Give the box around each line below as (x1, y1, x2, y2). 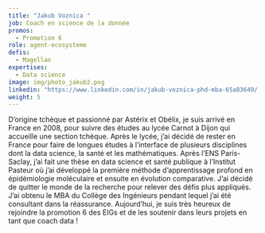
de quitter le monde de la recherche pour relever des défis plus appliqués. (8, 182, 251, 192)
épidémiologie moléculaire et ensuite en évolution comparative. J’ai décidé (8, 174, 253, 184)
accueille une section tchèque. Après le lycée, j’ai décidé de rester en (8, 132, 236, 142)
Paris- (220, 149, 241, 158)
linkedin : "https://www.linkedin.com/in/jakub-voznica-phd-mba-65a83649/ (8, 85, 259, 94)
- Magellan (15, 56, 52, 64)
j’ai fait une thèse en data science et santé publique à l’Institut (33, 157, 236, 167)
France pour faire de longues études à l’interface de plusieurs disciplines (8, 140, 247, 150)
